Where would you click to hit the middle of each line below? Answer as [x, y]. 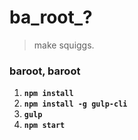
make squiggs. [64, 45]
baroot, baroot [45, 71]
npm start [44, 126]
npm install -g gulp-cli [75, 104]
